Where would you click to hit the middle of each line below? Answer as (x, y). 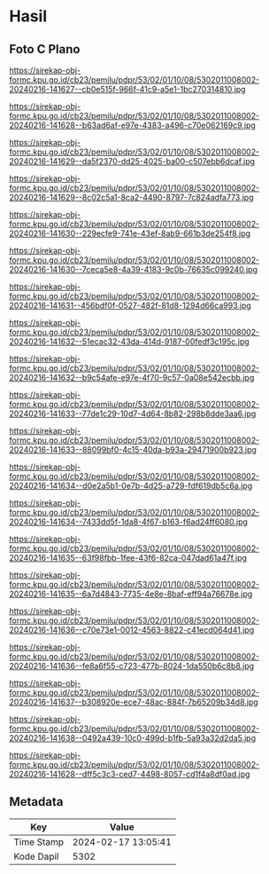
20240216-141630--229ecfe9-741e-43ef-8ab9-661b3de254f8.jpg (130, 233)
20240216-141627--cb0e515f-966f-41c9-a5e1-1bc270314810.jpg (127, 89)
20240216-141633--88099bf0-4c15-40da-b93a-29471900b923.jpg (133, 449)
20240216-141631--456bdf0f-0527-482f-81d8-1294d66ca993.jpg (131, 305)
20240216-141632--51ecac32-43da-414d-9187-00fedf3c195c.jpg (129, 342)
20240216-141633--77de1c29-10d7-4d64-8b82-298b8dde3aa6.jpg (133, 413)
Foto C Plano (45, 49)
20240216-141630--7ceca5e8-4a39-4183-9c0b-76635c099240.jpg (134, 269)
